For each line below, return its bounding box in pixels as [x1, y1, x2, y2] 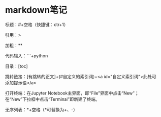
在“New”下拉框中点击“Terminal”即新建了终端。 [5, 96, 100, 102]
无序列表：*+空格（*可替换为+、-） [5, 106, 78, 113]
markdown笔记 [5, 4, 67, 16]
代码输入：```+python [5, 52, 48, 59]
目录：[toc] [5, 63, 28, 69]
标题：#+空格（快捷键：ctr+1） [5, 22, 68, 27]
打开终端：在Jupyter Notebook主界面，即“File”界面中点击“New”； [5, 90, 139, 96]
